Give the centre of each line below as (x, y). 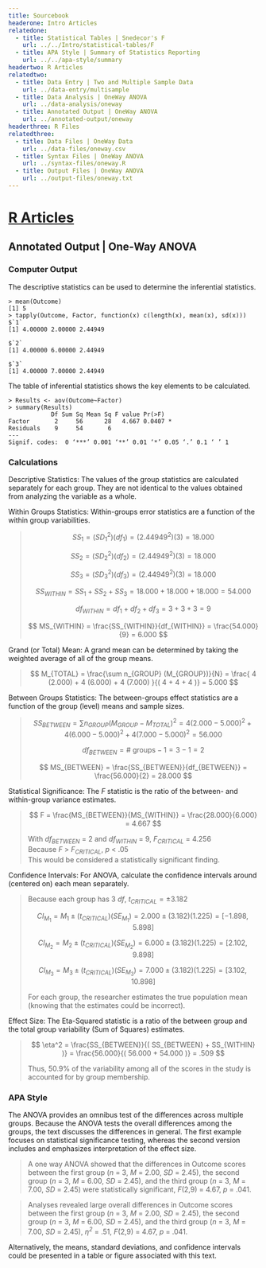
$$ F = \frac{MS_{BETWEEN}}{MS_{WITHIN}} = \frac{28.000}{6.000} (143, 815)
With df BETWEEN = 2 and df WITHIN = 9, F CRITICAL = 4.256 (120, 840)
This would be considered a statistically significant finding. (123, 859)
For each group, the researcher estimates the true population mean (137, 997)
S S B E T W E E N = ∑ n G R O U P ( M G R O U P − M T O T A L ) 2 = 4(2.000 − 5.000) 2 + (142, 723)
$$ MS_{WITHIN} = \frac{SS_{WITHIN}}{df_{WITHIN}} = (120, 626)
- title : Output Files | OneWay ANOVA (80, 171)
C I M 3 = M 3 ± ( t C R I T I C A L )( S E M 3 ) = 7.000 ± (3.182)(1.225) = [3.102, (143, 971)
